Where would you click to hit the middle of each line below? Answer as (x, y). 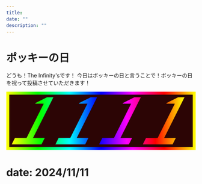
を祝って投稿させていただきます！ (48, 83)
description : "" (26, 25)
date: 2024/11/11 (47, 172)
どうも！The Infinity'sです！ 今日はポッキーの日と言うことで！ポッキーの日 (99, 76)
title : (14, 13)
